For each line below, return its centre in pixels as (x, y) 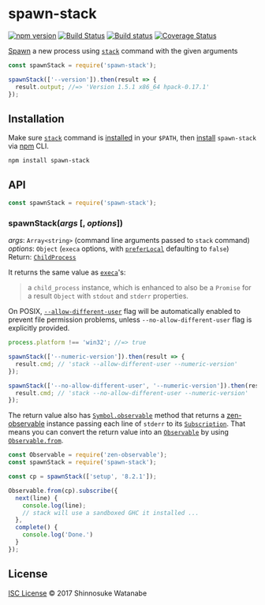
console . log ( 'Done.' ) (58, 535)
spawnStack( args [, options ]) (66, 223)
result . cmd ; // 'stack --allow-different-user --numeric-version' (127, 364)
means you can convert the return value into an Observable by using (118, 432)
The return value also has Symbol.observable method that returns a (117, 416)
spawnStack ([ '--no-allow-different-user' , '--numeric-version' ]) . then (127, 386)
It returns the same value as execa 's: (67, 272)
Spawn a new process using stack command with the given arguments (123, 50)
